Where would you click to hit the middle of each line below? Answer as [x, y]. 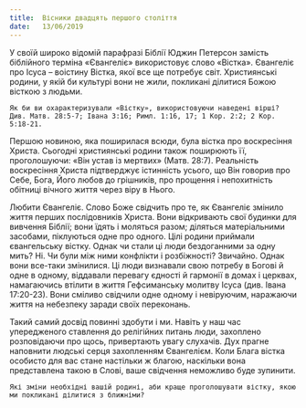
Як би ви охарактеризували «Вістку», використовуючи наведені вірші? [145, 108]
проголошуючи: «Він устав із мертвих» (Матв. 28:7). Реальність [134, 160]
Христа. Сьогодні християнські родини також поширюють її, [128, 151]
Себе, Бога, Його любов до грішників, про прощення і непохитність [141, 180]
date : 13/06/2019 [47, 26]
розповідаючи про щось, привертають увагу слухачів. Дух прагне [139, 341]
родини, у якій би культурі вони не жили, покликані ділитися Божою [143, 81]
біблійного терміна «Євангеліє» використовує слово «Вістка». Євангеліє [152, 62]
